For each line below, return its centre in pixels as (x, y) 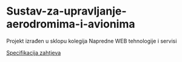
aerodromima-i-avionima (71, 24)
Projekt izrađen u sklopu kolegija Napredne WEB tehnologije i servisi (92, 41)
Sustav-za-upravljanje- (66, 11)
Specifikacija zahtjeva (34, 52)
